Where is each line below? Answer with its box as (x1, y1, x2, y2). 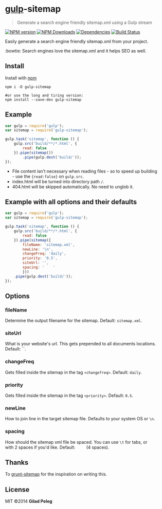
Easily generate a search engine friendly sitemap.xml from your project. (5, 38, 148, 44)
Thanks (5, 458, 29, 467)
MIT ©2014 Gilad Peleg (5, 498, 53, 504)
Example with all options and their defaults (5, 197, 137, 206)
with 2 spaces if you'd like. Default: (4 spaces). (5, 444, 109, 450)
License (5, 485, 30, 493)
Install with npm (5, 75, 37, 81)
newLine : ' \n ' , (22, 247, 54, 252)
